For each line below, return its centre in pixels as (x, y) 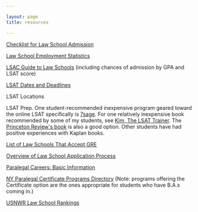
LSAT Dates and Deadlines (38, 85)
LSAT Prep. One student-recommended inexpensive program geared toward (99, 107)
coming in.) (20, 191)
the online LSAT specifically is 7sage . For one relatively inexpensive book (95, 114)
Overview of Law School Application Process (61, 156)
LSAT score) (21, 73)
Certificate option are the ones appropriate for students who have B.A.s (93, 185)
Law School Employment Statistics (48, 56)
